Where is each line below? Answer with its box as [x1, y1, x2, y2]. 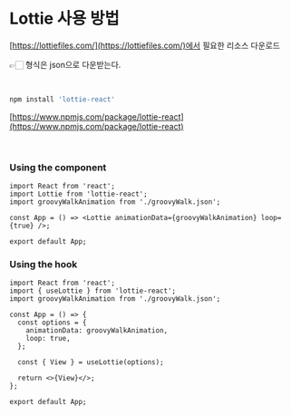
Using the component [9, 160, 107, 173]
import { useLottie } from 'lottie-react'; [9, 286, 177, 295]
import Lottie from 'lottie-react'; [9, 189, 148, 199]
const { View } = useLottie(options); [17, 358, 165, 367]
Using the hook [9, 258, 78, 271]
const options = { [17, 318, 88, 327]
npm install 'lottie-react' [9, 94, 116, 104]
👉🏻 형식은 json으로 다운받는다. [9, 59, 121, 70]
